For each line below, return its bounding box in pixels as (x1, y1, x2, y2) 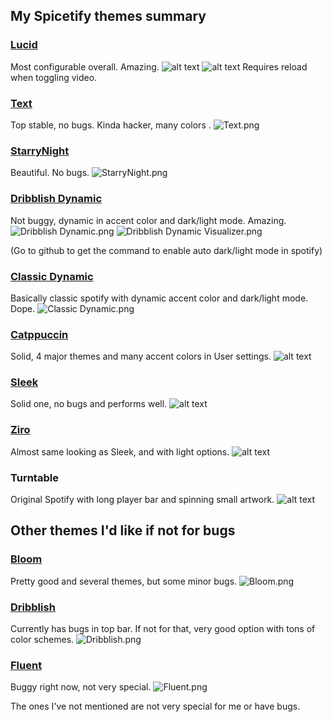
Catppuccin (10, 327, 69, 341)
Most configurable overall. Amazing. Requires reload (10, 60, 308, 73)
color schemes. (10, 634, 75, 646)
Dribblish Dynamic (10, 192, 103, 206)
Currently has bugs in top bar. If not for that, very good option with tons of (10, 623, 316, 635)
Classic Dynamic (10, 269, 94, 283)
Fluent (10, 658, 43, 672)
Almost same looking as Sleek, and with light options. (10, 445, 230, 458)
